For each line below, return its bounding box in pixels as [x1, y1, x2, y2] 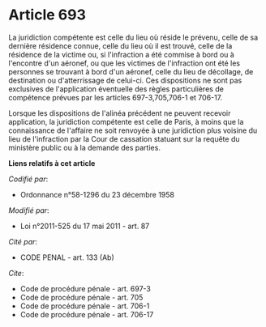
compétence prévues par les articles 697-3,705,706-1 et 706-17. [8, 92, 223, 102]
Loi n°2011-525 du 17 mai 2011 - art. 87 [19, 221, 150, 231]
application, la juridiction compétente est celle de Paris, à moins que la [8, 117, 244, 126]
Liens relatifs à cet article [8, 158, 96, 168]
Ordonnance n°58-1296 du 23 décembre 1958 [19, 189, 174, 199]
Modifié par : [8, 205, 50, 215]
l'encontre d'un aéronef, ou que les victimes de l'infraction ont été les [8, 58, 241, 68]
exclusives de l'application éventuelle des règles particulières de [8, 83, 225, 94]
